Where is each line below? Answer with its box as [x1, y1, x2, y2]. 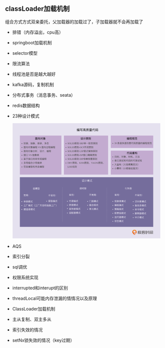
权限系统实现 [12, 274, 38, 280]
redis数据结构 [12, 103, 40, 108]
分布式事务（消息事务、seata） [12, 92, 75, 98]
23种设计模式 [12, 113, 39, 119]
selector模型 [12, 50, 38, 56]
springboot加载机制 [12, 39, 52, 45]
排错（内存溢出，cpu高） [12, 29, 64, 35]
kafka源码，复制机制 [12, 81, 54, 87]
